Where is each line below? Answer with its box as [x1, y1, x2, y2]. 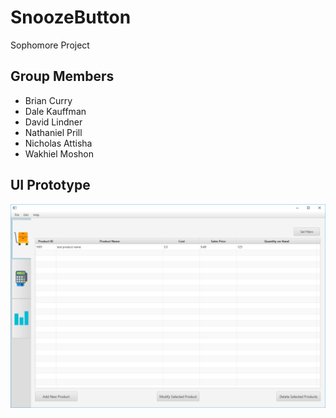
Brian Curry [24, 94, 73, 106]
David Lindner [24, 116, 83, 128]
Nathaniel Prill [24, 126, 83, 138]
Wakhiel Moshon [24, 147, 94, 160]
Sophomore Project [10, 39, 90, 51]
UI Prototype [10, 177, 91, 194]
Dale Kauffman [24, 105, 87, 117]
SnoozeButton [10, 6, 132, 29]
